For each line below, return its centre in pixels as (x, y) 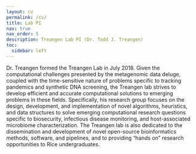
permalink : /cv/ (26, 17)
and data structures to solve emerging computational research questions (96, 112)
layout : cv (20, 12)
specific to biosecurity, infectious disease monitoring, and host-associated (98, 119)
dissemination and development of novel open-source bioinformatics (91, 131)
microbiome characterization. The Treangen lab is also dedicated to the (94, 125)
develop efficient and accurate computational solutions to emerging (90, 93)
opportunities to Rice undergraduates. (53, 144)
